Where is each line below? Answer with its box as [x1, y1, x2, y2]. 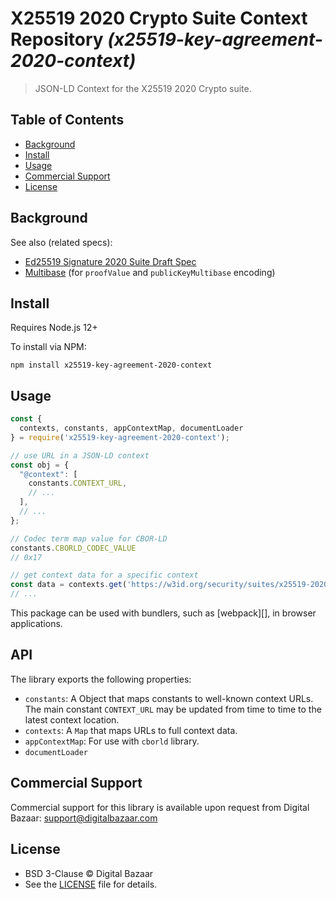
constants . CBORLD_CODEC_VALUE [10, 543, 137, 553]
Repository [10, 28, 104, 51]
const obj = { [10, 460, 70, 470]
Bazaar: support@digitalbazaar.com [10, 812, 158, 824]
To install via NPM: [10, 341, 87, 353]
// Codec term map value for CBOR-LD [10, 533, 168, 544]
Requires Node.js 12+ [10, 322, 98, 334]
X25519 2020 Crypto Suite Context [10, 7, 308, 30]
